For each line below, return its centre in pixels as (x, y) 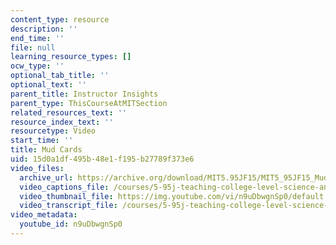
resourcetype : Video (53, 131)
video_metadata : (44, 215)
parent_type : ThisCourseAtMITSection (89, 103)
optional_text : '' (48, 85)
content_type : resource (60, 19)
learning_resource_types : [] (71, 57)
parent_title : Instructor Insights (84, 94)
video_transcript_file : (68, 206)
